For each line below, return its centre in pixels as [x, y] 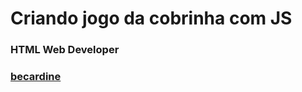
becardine [36, 77]
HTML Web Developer [65, 50]
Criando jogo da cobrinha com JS [151, 18]
